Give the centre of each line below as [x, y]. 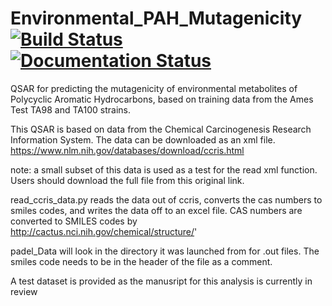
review [24, 291]
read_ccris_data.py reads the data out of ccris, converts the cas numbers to [166, 199]
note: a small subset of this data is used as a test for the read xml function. [164, 169]
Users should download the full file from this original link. [127, 180]
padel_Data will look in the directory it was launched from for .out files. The [165, 251]
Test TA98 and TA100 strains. [70, 109]
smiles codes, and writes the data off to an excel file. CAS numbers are [156, 210]
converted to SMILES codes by [74, 221]
